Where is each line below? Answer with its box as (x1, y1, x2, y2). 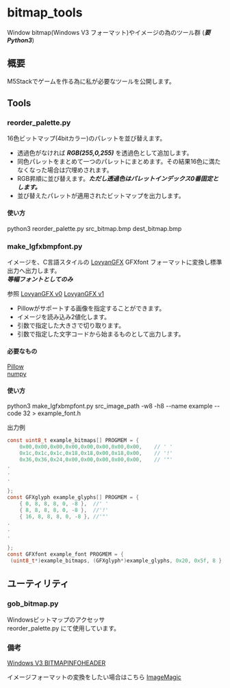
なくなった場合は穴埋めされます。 (16, 166, 113, 174)
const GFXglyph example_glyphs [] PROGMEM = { (7, 494, 139, 501)
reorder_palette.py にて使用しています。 (7, 624, 120, 632)
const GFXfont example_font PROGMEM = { (7, 551, 125, 558)
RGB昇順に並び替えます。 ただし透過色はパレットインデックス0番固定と (16, 175, 219, 183)
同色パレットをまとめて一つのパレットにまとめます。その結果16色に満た (16, 158, 221, 166)
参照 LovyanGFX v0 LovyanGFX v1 (7, 289, 105, 297)
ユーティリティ (7, 578, 70, 590)
